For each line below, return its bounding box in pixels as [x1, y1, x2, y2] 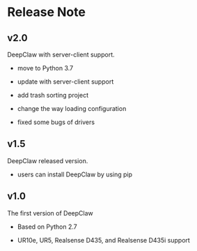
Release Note [7, 4, 86, 20]
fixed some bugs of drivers [17, 118, 95, 126]
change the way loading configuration [17, 105, 127, 112]
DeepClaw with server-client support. [7, 50, 115, 59]
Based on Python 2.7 [17, 222, 78, 231]
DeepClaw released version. [7, 156, 88, 165]
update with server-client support [17, 77, 114, 86]
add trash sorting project [17, 91, 89, 99]
